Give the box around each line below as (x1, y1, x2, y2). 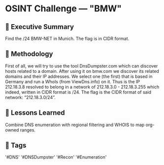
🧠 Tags (5, 141, 27, 150)
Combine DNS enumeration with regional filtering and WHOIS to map (5, 122, 145, 128)
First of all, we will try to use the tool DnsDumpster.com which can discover (5, 63, 158, 69)
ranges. (20, 127, 36, 133)
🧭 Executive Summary (5, 23, 74, 31)
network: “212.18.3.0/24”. (5, 94, 56, 100)
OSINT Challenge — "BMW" (5, 3, 122, 14)
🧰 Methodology (5, 50, 53, 58)
